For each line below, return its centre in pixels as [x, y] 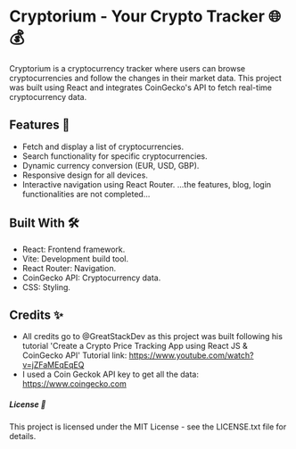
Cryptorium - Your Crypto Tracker [137, 17]
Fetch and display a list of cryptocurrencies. [103, 146]
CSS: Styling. [46, 287]
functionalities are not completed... [86, 194]
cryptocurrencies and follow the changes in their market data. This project [146, 78]
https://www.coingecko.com [74, 384]
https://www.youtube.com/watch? [191, 355]
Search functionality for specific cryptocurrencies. [115, 156]
